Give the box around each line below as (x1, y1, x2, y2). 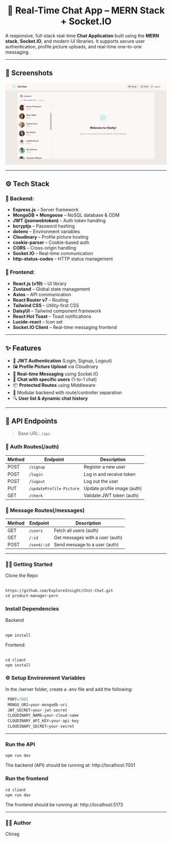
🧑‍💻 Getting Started (5, 561, 53, 568)
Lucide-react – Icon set (12, 318, 63, 325)
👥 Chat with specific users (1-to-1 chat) (12, 376, 97, 382)
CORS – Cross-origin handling (12, 245, 77, 251)
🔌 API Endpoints (5, 417, 58, 425)
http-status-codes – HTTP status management (12, 256, 113, 262)
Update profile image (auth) (83, 486, 142, 492)
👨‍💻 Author (5, 819, 32, 826)
